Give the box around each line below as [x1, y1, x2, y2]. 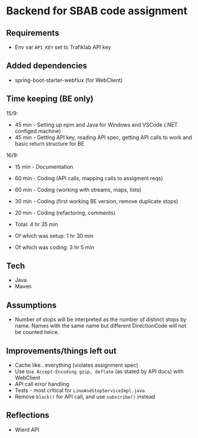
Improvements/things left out [6, 346, 117, 356]
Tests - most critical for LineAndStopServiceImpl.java [14, 387, 145, 394]
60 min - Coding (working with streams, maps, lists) [14, 186, 142, 193]
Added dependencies [6, 61, 88, 71]
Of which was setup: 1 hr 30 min [14, 232, 94, 239]
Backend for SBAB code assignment [6, 4, 188, 18]
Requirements [6, 28, 59, 38]
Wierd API [14, 426, 40, 433]
